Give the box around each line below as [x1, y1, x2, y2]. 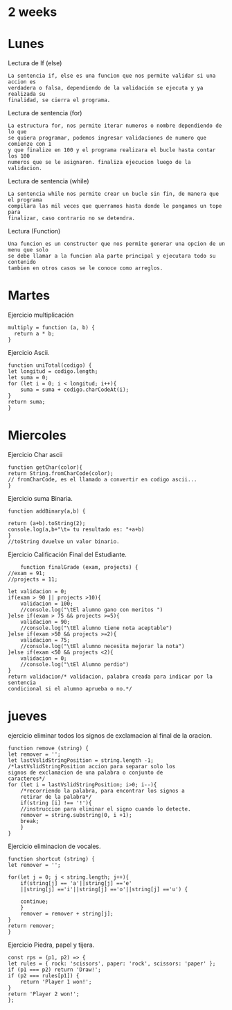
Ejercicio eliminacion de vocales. [8, 842, 101, 850]
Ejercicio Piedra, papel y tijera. [8, 941, 95, 949]
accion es [8, 78, 37, 85]
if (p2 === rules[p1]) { [8, 972, 80, 979]
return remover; [8, 922, 55, 929]
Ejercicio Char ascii [8, 451, 63, 458]
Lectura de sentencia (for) [8, 109, 82, 117]
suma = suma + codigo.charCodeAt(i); [20, 386, 130, 393]
